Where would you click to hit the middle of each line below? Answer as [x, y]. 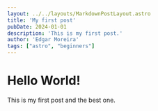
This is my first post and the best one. [62, 100]
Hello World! [44, 81]
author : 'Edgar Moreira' [43, 40]
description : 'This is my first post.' [65, 33]
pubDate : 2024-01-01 [37, 27]
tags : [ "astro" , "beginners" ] [51, 46]
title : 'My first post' [42, 20]
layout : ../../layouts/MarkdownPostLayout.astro [79, 14]
